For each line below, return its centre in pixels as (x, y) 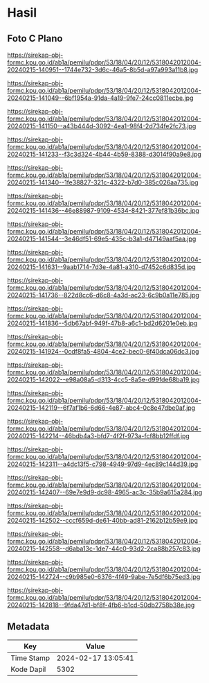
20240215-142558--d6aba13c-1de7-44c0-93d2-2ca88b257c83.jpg (104, 548)
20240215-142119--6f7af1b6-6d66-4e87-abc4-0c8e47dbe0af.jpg (101, 408)
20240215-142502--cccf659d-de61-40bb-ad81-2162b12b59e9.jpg (103, 520)
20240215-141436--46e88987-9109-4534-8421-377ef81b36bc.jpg (103, 210)
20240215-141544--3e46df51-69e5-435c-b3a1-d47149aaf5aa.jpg (102, 239)
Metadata (28, 626)
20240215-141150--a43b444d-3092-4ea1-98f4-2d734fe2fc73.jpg (102, 126)
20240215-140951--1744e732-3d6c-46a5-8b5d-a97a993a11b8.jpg (103, 70)
